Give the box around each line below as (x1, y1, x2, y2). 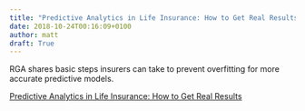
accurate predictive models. (9, 74, 114, 85)
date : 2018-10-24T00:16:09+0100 (9, 22, 132, 31)
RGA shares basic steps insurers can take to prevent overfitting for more (9, 64, 280, 75)
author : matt (9, 30, 59, 39)
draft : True (9, 38, 54, 48)
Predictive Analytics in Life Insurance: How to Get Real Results (9, 91, 242, 102)
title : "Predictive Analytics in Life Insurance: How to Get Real (9, 13, 266, 23)
